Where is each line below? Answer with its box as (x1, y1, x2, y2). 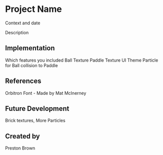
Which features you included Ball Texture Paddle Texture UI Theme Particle (5, 57, 159, 63)
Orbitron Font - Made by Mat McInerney (5, 90, 86, 96)
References (5, 77, 41, 85)
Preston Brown (5, 145, 36, 151)
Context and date (5, 20, 41, 26)
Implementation (5, 44, 55, 53)
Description (5, 29, 29, 35)
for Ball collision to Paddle (5, 62, 58, 68)
